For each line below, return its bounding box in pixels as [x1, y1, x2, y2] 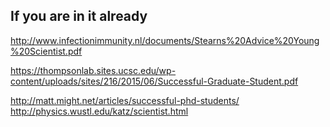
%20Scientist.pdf [10, 45, 83, 57]
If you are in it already [10, 8, 148, 25]
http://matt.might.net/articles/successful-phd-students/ [10, 94, 240, 106]
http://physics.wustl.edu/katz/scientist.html [10, 105, 189, 117]
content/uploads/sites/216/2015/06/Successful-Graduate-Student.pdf [10, 75, 299, 87]
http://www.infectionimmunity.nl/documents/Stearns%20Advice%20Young [10, 34, 320, 46]
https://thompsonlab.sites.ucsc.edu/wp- [10, 64, 177, 76]
